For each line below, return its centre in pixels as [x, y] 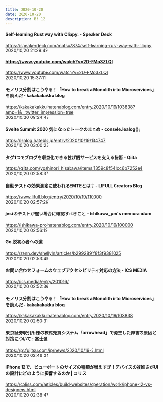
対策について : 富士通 [27, 339]
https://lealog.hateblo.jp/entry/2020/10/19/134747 [56, 141]
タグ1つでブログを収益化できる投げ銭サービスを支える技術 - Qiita [71, 157]
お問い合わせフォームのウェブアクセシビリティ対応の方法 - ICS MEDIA [76, 270]
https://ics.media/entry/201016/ [37, 282]
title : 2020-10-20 [24, 10]
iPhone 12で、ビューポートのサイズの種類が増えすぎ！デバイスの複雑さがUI [82, 367]
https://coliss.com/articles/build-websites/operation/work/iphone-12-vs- [79, 384]
